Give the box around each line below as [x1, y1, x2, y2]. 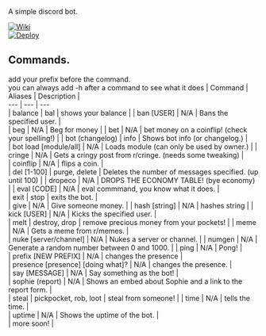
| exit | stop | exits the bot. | [8, 192, 98, 201]
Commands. [8, 53, 71, 67]
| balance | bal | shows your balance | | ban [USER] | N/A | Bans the [8, 108, 229, 117]
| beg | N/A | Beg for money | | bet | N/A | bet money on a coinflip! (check [8, 124, 248, 134]
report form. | [8, 284, 52, 294]
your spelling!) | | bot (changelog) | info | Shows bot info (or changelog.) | [8, 133, 249, 143]
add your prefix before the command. [8, 74, 131, 84]
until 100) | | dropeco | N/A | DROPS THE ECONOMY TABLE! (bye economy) [8, 175, 256, 185]
